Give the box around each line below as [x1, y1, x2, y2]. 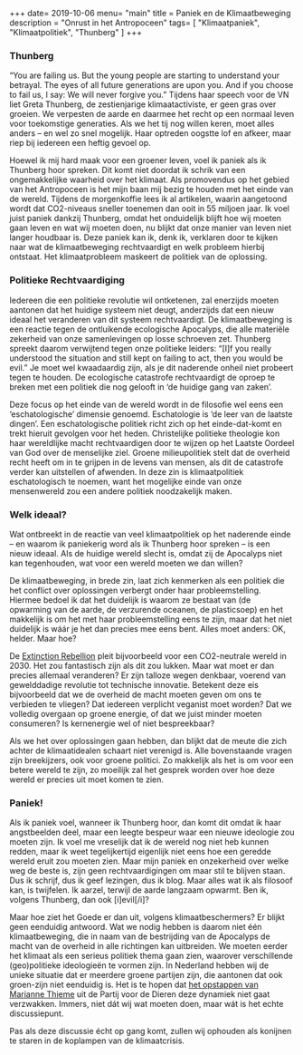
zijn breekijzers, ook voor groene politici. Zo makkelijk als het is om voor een [9, 754, 294, 765]
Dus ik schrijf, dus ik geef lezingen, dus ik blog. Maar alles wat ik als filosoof [9, 875, 293, 886]
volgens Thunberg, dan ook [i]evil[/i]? [9, 895, 149, 905]
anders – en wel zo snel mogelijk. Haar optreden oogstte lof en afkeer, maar [9, 128, 292, 139]
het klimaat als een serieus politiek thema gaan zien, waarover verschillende [9, 951, 294, 962]
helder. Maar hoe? [9, 633, 77, 644]
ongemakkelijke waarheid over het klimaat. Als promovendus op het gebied [9, 174, 289, 185]
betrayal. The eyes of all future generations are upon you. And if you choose [9, 80, 294, 91]
